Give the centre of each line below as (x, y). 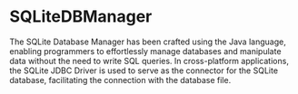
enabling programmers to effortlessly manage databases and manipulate (145, 51)
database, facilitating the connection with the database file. (120, 80)
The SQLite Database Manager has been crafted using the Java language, (148, 42)
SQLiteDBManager (81, 17)
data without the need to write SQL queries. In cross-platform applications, (149, 61)
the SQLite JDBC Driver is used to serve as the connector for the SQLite (144, 70)
